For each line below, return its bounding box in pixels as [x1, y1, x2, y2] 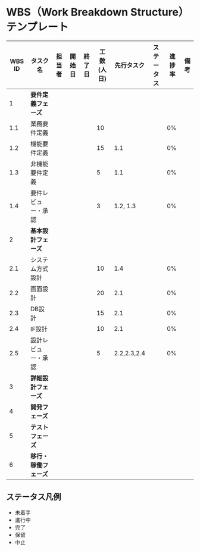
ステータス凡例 [6, 492, 61, 502]
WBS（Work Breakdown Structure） [6, 5, 189, 19]
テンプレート [6, 20, 69, 34]
